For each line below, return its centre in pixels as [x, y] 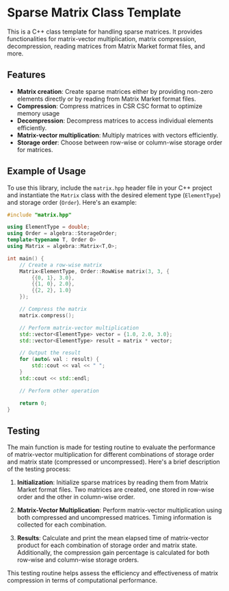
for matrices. [35, 149]
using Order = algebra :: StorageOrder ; [62, 234]
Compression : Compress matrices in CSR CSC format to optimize [110, 106]
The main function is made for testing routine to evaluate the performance [111, 447]
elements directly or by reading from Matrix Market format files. [106, 99]
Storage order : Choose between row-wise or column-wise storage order [120, 142]
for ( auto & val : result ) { [59, 360]
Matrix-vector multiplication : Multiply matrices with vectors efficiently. [118, 135]
